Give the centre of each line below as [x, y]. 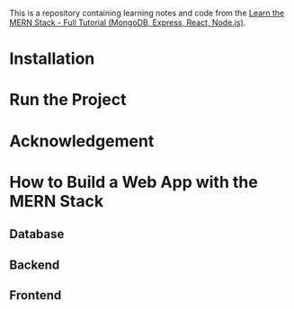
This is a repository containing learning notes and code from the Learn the [147, 13]
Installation [52, 59]
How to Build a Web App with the [134, 182]
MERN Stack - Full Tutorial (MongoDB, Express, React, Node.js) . [128, 22]
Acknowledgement [82, 141]
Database [37, 234]
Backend [35, 265]
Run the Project [68, 100]
